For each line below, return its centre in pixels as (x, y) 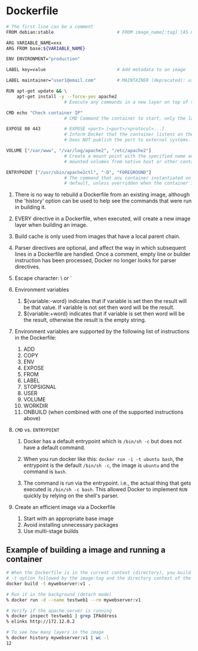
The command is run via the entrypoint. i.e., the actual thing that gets (107, 483)
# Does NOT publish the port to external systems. (128, 140)
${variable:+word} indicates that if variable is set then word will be (104, 314)
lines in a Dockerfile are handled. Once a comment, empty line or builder (103, 254)
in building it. (30, 207)
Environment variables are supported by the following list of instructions (102, 331)
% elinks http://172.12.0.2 (41, 622)
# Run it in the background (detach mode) (59, 594)
